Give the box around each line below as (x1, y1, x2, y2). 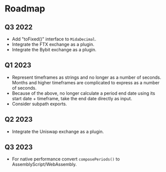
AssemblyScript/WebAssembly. (11, 162, 77, 168)
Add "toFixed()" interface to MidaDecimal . (11, 36, 96, 42)
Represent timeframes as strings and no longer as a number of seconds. (11, 74, 161, 80)
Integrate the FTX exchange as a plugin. (11, 41, 94, 47)
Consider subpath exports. (11, 101, 67, 107)
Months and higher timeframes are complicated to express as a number (11, 79, 159, 85)
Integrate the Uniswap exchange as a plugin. (11, 128, 104, 135)
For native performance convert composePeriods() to (11, 156, 120, 162)
